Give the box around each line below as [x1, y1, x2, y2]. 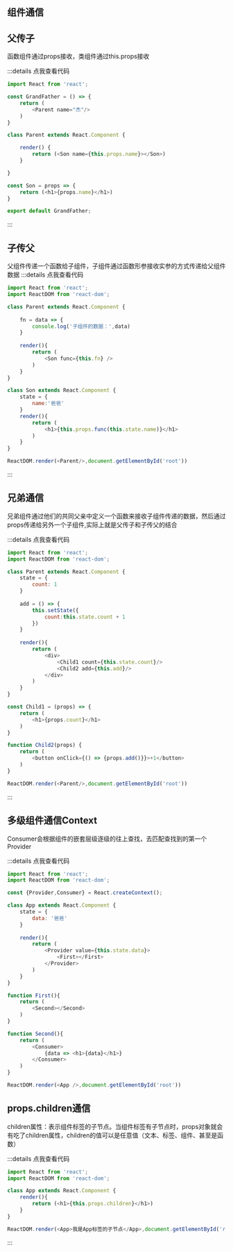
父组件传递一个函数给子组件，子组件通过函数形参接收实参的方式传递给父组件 [7, 262, 226, 270]
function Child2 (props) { [7, 742, 82, 749]
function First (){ [7, 992, 60, 999]
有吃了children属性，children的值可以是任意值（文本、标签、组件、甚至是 [7, 1131, 218, 1139]
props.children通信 [7, 1103, 91, 1114]
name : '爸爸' [32, 400, 64, 407]
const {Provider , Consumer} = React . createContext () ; [7, 889, 163, 896]
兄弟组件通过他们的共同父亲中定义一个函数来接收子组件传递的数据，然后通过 [7, 511, 226, 520]
